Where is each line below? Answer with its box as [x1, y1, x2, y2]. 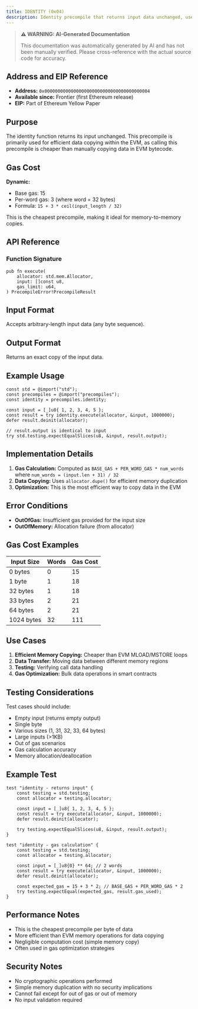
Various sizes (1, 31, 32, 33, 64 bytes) [14, 727, 106, 734]
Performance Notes [6, 910, 80, 920]
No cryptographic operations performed [14, 977, 113, 984]
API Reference [6, 237, 60, 247]
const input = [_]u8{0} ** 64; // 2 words [16, 862, 123, 869]
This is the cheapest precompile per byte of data [14, 926, 133, 933]
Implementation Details [6, 449, 94, 459]
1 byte [9, 577, 27, 585]
